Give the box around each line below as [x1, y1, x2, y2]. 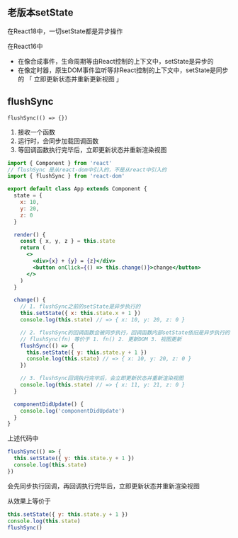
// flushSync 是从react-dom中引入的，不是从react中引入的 [7, 166, 167, 173]
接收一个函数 [17, 127, 55, 136]
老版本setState [7, 6, 74, 19]
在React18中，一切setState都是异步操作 [7, 27, 123, 35]
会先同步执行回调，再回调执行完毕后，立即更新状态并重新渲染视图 [7, 481, 200, 490]
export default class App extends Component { [7, 185, 147, 193]
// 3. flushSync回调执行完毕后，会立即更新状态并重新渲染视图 [20, 374, 184, 382]
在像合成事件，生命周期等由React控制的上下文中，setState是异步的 [17, 57, 214, 65]
